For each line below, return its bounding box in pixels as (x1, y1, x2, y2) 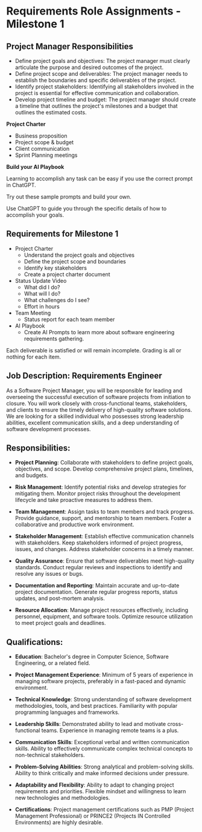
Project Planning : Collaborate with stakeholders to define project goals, (14, 459, 194, 466)
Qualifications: (6, 637, 63, 647)
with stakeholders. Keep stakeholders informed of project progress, (14, 539, 183, 546)
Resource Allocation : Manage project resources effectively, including (14, 607, 189, 614)
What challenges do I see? (24, 296, 90, 303)
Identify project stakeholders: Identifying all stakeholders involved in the (14, 83, 194, 90)
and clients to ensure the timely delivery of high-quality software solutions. (6, 406, 192, 413)
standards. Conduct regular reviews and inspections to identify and (14, 564, 183, 571)
